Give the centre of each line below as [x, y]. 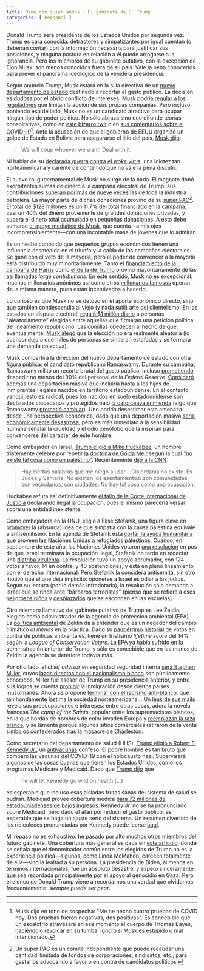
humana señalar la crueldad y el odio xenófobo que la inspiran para [90, 428]
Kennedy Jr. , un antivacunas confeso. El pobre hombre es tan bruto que [96, 749]
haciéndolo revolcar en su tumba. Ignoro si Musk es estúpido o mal [99, 930]
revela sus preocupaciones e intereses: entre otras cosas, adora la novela [98, 705]
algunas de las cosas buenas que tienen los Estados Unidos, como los [94, 762]
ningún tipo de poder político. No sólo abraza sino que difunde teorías [94, 117]
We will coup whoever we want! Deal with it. [76, 150]
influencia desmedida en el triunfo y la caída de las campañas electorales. [99, 250]
